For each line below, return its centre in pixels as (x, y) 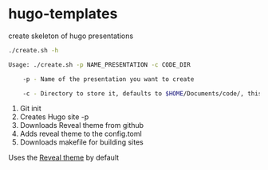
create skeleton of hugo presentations (71, 36)
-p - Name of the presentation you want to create (108, 79)
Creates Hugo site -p (54, 117)
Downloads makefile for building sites (81, 142)
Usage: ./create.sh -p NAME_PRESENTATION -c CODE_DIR (100, 64)
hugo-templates (63, 14)
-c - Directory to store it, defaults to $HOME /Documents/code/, (134, 93)
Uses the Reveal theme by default (64, 158)
